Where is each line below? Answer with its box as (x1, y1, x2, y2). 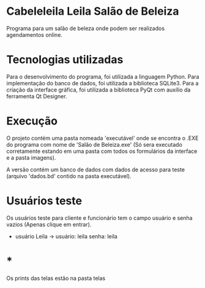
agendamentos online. (6, 31, 63, 38)
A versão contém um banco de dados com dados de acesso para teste (6, 166, 185, 173)
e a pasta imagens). (6, 154, 56, 161)
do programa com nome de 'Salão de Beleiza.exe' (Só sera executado (6, 141, 182, 148)
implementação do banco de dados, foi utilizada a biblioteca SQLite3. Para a (6, 79, 199, 87)
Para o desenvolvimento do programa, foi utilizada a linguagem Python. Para (6, 72, 199, 80)
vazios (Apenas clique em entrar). (6, 220, 92, 228)
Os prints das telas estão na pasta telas (6, 274, 106, 282)
